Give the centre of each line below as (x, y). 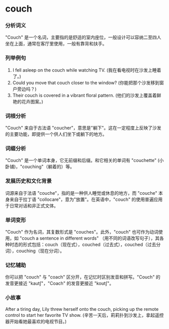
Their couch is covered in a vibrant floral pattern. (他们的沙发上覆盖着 (85, 95)
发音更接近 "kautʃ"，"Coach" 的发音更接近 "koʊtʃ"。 (60, 284)
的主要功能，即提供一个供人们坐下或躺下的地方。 (56, 134)
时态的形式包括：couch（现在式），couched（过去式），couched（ (78, 244)
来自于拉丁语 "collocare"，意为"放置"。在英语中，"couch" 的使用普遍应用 (86, 199)
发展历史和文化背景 (29, 181)
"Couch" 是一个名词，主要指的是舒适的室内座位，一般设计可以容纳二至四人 (83, 37)
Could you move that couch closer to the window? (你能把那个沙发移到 (86, 83)
